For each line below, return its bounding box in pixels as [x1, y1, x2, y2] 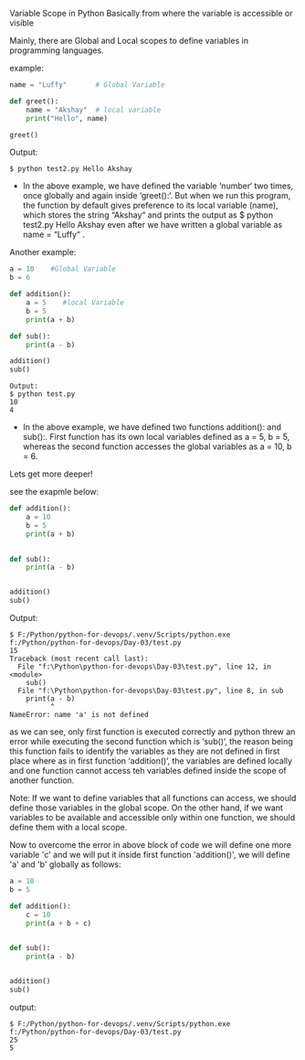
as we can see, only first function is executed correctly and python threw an [9, 726, 296, 737]
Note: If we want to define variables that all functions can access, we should [9, 793, 297, 803]
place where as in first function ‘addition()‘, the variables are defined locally [9, 755, 293, 766]
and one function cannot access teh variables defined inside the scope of [9, 766, 287, 776]
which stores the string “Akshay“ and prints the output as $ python [22, 209, 274, 220]
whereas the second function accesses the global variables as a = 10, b [22, 441, 292, 452]
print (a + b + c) [26, 918, 92, 927]
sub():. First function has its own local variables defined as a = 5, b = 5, [22, 432, 290, 443]
